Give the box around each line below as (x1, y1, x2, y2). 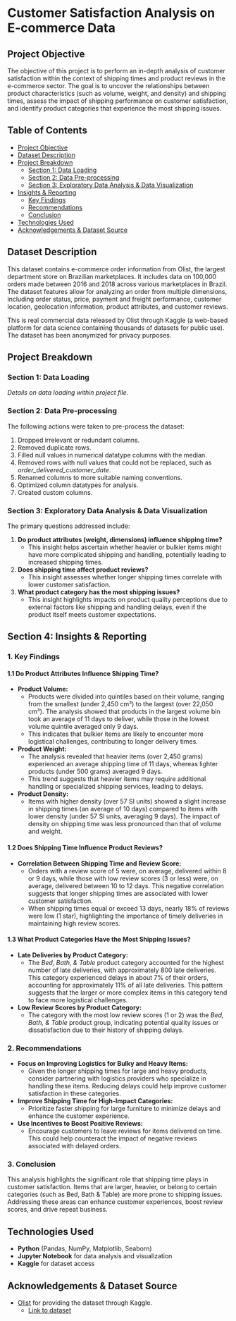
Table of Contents (7, 125, 88, 137)
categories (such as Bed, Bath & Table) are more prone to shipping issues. (7, 1190, 223, 1199)
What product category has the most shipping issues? (17, 587, 180, 596)
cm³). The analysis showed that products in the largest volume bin (27, 707, 221, 716)
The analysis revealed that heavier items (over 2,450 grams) (27, 752, 204, 761)
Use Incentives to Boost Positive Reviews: (17, 1119, 143, 1128)
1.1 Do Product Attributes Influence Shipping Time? (7, 669, 159, 677)
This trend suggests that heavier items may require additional (27, 775, 206, 783)
